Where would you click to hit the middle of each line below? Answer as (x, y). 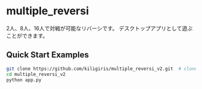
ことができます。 (27, 36)
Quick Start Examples (47, 55)
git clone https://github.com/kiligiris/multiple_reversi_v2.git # (94, 69)
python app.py (24, 80)
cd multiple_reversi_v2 (36, 74)
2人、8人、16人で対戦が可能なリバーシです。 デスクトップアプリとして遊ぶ (99, 28)
